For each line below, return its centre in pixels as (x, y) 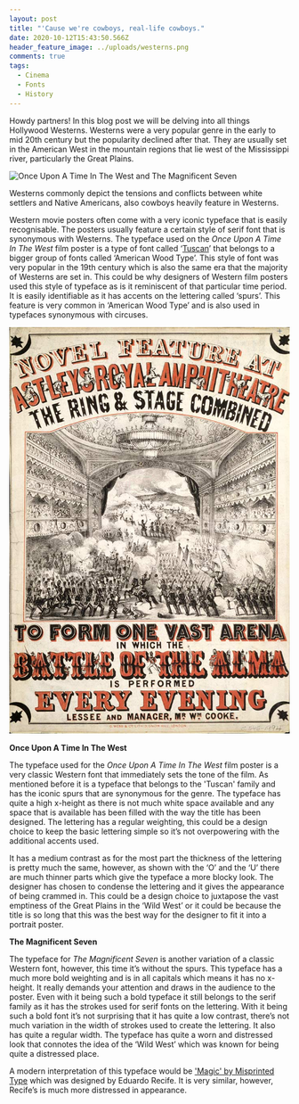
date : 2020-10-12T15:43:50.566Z (69, 37)
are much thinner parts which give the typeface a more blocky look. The (141, 877)
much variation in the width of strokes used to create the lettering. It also (142, 1025)
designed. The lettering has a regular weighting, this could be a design (139, 821)
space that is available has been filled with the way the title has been (135, 812)
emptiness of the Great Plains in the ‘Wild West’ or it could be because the (145, 905)
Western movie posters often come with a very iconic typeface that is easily (148, 219)
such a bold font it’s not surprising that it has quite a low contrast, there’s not (149, 1016)
